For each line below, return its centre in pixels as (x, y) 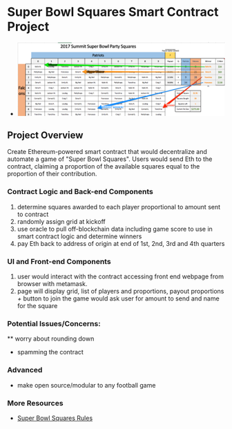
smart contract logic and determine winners (79, 236)
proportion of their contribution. (52, 174)
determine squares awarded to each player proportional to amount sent (119, 207)
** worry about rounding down (51, 339)
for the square (37, 306)
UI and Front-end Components (59, 261)
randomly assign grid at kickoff (61, 221)
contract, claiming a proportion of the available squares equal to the (104, 166)
